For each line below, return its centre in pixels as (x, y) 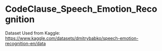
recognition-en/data (25, 43)
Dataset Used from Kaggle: (33, 33)
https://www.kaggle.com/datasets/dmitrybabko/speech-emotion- (72, 38)
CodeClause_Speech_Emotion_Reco (81, 9)
